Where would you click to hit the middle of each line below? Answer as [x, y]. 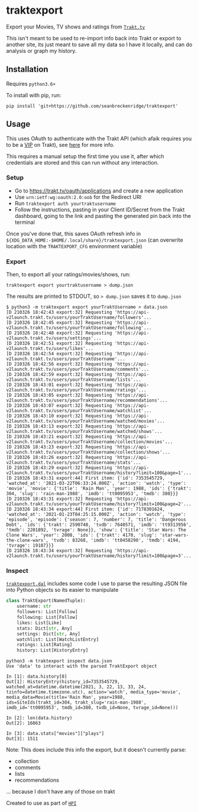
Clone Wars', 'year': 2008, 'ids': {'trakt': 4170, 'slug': [82, 535]
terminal [25, 222]
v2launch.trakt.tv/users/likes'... [50, 349]
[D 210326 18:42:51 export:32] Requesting [59, 344]
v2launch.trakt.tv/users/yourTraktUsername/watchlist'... [79, 411]
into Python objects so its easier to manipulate [62, 590]
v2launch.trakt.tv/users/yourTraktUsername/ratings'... [76, 390]
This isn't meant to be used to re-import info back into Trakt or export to [94, 38]
